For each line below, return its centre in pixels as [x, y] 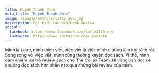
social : [13, 27]
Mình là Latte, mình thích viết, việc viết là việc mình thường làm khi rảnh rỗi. [80, 50]
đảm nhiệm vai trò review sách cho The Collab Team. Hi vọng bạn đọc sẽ [78, 60]
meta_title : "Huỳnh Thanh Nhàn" [38, 14]
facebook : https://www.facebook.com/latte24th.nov [62, 32]
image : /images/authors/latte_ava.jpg [44, 18]
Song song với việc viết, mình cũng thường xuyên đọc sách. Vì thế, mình [77, 55]
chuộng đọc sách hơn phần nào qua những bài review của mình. [69, 65]
